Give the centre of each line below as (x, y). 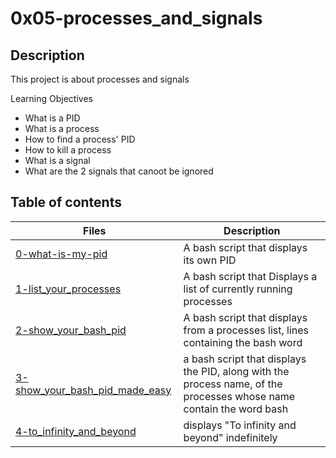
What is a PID (52, 118)
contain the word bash (236, 409)
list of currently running (238, 289)
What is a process (62, 128)
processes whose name (239, 396)
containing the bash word (243, 342)
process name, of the (233, 384)
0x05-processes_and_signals (136, 18)
